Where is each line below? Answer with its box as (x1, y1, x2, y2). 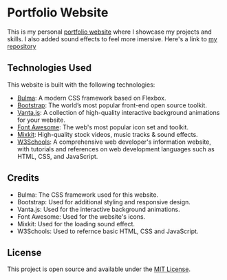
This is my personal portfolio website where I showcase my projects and (7, 28, 212, 36)
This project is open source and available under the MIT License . (7, 265, 191, 273)
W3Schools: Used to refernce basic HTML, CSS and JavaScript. (17, 227, 199, 235)
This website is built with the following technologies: (7, 80, 155, 89)
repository (7, 42, 36, 50)
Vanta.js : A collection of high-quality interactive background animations (17, 108, 220, 116)
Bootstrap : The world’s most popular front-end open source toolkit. (17, 101, 208, 109)
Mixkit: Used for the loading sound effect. (17, 219, 136, 228)
